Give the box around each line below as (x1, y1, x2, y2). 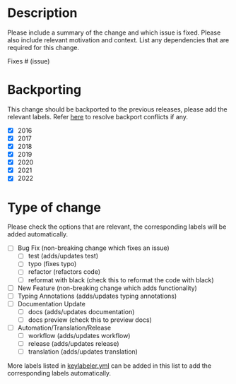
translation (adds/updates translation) (28, 347, 138, 356)
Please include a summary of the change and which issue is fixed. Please (7, 28, 221, 37)
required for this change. (7, 43, 80, 52)
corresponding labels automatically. (7, 369, 112, 378)
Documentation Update (17, 299, 86, 308)
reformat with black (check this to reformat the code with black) (28, 275, 214, 284)
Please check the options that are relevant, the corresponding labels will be (7, 222, 227, 231)
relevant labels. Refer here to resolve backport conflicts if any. (7, 112, 189, 121)
